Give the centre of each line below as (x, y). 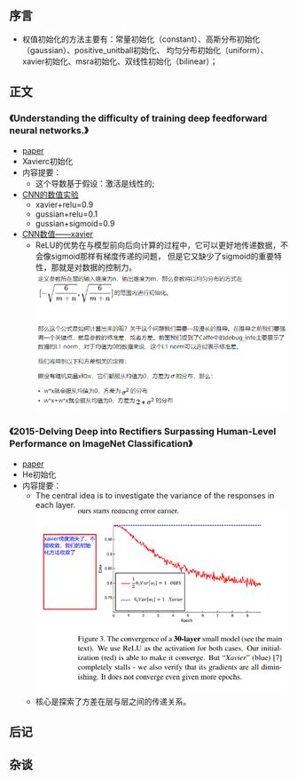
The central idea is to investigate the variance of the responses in (155, 495)
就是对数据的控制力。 (98, 267)
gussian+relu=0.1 (66, 214)
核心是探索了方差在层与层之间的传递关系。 (113, 701)
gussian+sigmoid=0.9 (75, 223)
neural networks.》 (49, 131)
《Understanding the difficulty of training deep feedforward (138, 118)
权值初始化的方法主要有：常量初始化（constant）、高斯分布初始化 (141, 39)
